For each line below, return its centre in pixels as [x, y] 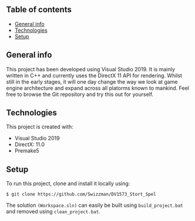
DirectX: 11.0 [30, 144]
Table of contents [39, 10]
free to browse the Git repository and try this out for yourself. [80, 94]
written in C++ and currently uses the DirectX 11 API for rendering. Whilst [94, 75]
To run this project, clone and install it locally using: [68, 184]
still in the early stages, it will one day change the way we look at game [92, 81]
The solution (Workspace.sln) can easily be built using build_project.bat [95, 205]
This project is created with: [40, 127]
